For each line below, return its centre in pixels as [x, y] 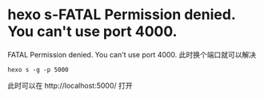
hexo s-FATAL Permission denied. [122, 15]
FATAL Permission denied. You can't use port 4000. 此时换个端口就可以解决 [132, 54]
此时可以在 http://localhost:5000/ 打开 [70, 85]
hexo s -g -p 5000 [38, 69]
